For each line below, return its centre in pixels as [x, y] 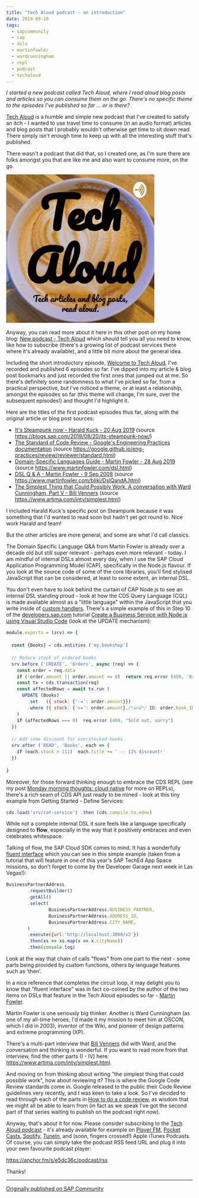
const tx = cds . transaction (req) [58, 683]
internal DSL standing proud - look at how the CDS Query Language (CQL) [97, 596]
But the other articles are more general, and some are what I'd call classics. [98, 535]
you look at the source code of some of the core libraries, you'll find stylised [99, 572]
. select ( [38, 904]
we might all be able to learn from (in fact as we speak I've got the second [97, 1105]
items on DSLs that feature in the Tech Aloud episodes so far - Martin [91, 995]
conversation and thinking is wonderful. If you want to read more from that [97, 1050]
